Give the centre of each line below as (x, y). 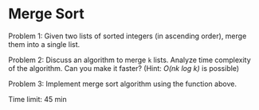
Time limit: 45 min (37, 99)
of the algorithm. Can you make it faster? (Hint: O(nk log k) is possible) (124, 68)
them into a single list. (44, 44)
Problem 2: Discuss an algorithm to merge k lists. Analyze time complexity (129, 60)
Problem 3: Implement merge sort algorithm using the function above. (123, 84)
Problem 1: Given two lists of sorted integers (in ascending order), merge (128, 36)
